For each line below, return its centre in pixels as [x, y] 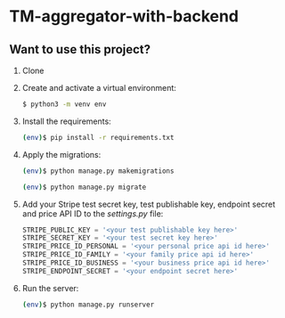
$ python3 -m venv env [64, 104]
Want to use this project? [80, 49]
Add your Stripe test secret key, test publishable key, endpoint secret [149, 204]
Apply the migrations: [61, 154]
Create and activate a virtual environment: [99, 88]
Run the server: [50, 288]
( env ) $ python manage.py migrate [84, 187]
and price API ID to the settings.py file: [93, 213]
